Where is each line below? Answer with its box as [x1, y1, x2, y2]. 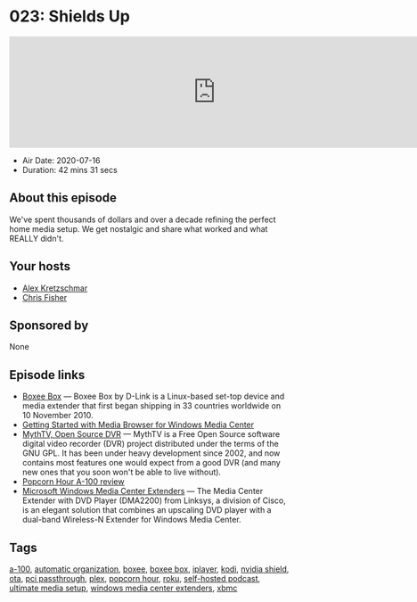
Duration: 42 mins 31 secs [21, 164, 118, 175]
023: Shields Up [9, 6, 131, 27]
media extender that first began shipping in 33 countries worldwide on [21, 400, 282, 411]
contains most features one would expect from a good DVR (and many [21, 458, 281, 468]
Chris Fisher [21, 292, 68, 302]
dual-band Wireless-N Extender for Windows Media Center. [21, 515, 242, 525]
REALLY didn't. [9, 233, 64, 243]
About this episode [9, 190, 118, 206]
